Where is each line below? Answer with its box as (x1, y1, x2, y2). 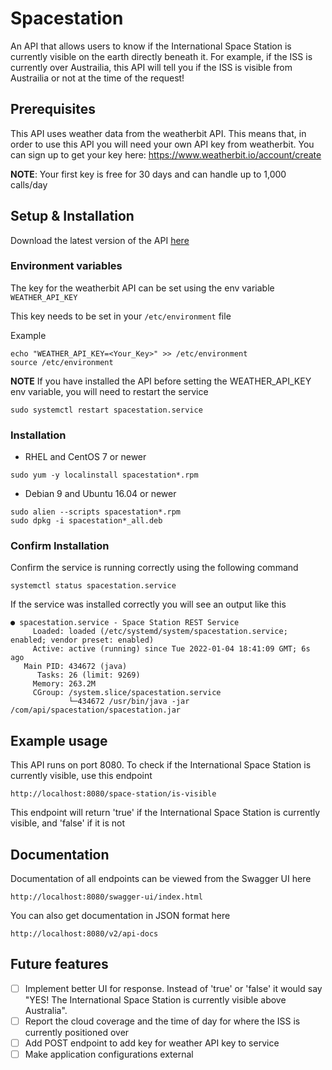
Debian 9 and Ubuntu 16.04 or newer (24, 488, 177, 500)
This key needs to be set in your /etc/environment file (10, 310, 232, 322)
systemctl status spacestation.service (10, 581, 177, 591)
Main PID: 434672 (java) (23, 662, 128, 672)
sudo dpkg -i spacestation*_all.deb (10, 516, 163, 526)
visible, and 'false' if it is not (10, 817, 126, 829)
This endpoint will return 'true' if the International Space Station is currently (10, 807, 321, 819)
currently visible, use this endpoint (10, 770, 153, 782)
